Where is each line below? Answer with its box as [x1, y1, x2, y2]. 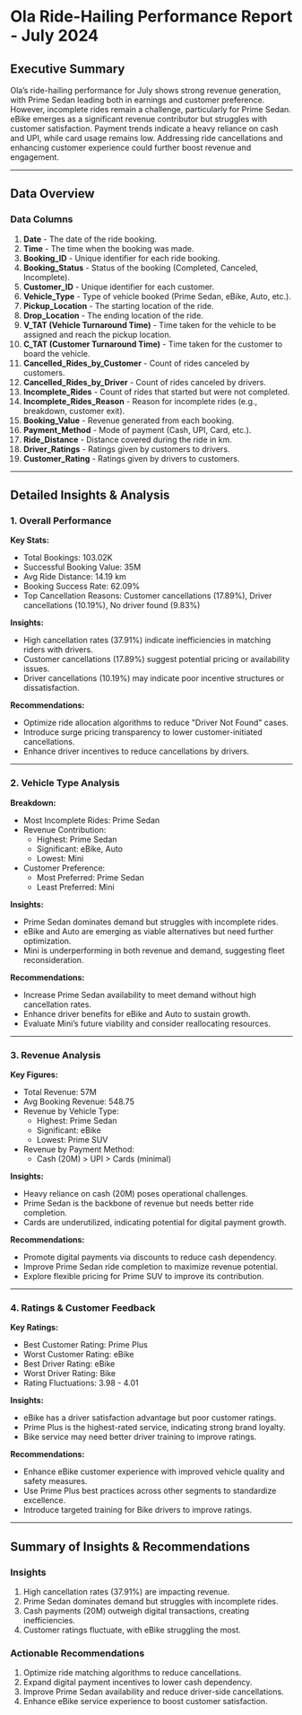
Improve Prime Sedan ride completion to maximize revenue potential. [22, 1260, 279, 1272]
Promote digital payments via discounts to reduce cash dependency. [22, 1251, 277, 1262]
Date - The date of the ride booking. [22, 234, 158, 244]
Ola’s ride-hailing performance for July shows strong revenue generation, [10, 85, 281, 95]
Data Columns [10, 213, 73, 225]
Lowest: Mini [36, 853, 84, 863]
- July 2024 [10, 25, 99, 46]
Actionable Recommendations [10, 1647, 145, 1659]
